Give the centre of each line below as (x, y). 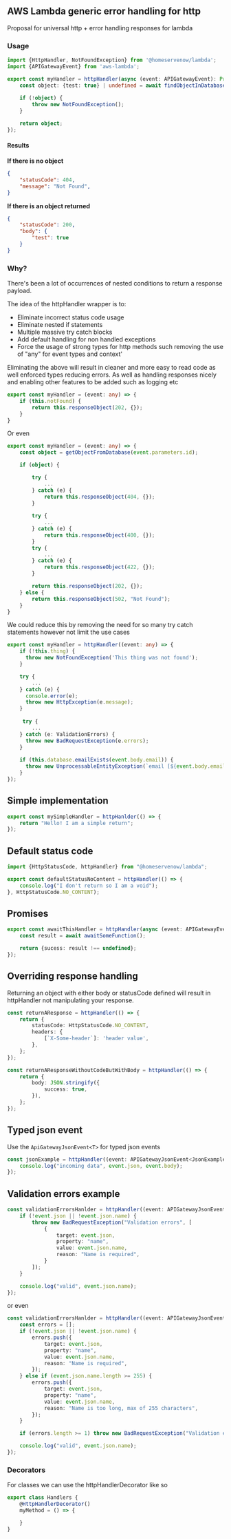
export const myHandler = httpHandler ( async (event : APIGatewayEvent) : (112, 79)
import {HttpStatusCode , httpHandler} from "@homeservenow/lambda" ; (107, 867)
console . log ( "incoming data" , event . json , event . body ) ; (101, 1166)
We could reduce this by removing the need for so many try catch (100, 625)
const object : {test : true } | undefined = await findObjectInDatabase (123, 86)
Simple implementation (58, 801)
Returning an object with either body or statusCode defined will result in (109, 993)
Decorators (26, 1470)
